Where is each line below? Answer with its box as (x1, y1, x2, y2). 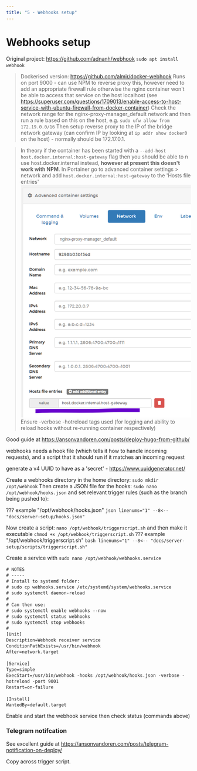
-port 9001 (32, 678, 59, 684)
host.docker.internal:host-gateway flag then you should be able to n (20, 153, 189, 160)
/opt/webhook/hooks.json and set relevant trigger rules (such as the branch (6, 489, 188, 496)
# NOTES (6, 566, 25, 573)
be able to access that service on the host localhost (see (20, 91, 158, 98)
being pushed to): (6, 495, 49, 502)
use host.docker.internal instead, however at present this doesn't (20, 159, 181, 166)
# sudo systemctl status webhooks (6, 613, 91, 620)
